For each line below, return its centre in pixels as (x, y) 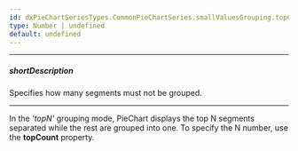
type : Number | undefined (57, 26)
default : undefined (45, 34)
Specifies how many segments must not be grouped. (106, 93)
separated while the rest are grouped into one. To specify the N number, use (149, 128)
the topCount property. (52, 138)
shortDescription (41, 70)
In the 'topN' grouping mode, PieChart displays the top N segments (132, 119)
